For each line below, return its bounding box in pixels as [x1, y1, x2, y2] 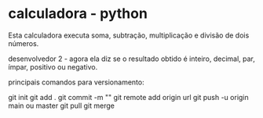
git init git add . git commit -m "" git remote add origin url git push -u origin [8, 92, 249, 102]
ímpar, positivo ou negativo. [8, 62, 98, 71]
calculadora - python [8, 5, 148, 23]
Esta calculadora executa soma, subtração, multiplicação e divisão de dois [8, 30, 250, 40]
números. [8, 38, 39, 48]
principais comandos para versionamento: [8, 77, 144, 87]
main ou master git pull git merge [8, 101, 115, 110]
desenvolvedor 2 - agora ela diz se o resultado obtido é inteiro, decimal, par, [8, 54, 255, 63]
